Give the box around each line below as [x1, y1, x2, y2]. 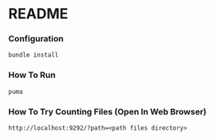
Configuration [8, 33, 64, 45]
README [8, 5, 69, 23]
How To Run [8, 69, 56, 80]
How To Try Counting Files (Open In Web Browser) [8, 106, 207, 117]
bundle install [8, 51, 59, 60]
